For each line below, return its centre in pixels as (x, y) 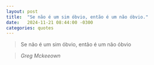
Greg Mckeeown (40, 56)
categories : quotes (30, 28)
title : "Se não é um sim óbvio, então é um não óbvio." (77, 17)
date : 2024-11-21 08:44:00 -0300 (50, 22)
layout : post (22, 11)
